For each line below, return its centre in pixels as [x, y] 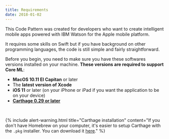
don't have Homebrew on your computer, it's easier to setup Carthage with [83, 125]
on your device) [29, 95]
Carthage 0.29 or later [36, 100]
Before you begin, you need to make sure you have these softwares [75, 59]
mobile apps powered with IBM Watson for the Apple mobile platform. [77, 34]
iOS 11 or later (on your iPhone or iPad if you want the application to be [86, 90]
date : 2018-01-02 [23, 15]
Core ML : [15, 69]
